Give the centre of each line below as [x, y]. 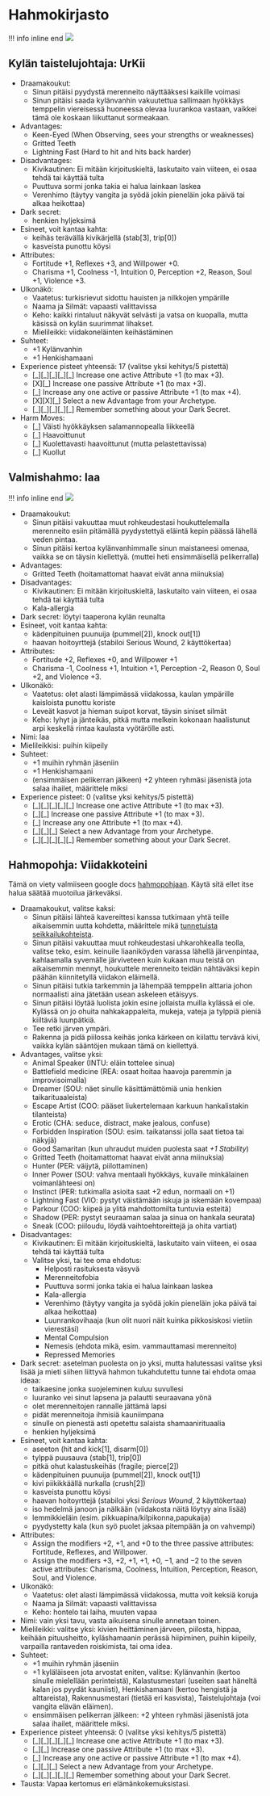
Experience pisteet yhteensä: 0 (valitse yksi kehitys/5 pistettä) [123, 1732]
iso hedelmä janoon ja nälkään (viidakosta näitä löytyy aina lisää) [139, 1509]
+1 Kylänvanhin [57, 349]
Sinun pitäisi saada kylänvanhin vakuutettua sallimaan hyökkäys [138, 100]
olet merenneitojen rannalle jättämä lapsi [99, 1406]
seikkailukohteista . [63, 934]
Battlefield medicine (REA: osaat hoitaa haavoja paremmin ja [132, 1072]
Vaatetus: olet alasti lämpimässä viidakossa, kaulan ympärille [133, 694]
